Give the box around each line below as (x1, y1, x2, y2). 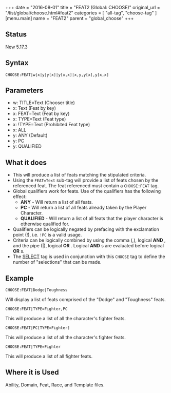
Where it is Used (5, 368, 59, 377)
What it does (5, 158, 47, 167)
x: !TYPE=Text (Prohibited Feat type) (12, 122, 90, 128)
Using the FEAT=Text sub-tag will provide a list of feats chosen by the (12, 177, 159, 184)
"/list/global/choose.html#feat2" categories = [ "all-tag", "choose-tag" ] (5, 10, 157, 16)
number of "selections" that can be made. (12, 259, 102, 265)
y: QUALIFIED (12, 143, 42, 149)
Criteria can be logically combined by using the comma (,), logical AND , (12, 237, 166, 243)
